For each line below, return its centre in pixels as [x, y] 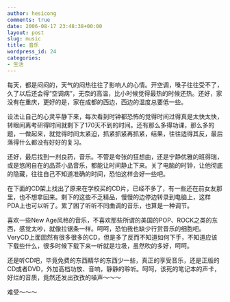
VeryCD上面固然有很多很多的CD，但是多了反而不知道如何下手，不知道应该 [112, 237]
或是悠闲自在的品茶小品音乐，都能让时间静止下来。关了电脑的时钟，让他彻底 [115, 165]
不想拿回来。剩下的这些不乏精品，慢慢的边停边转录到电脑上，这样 [118, 197]
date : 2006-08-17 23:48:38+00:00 [55, 26]
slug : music [24, 39]
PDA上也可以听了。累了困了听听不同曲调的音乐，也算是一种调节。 [100, 205]
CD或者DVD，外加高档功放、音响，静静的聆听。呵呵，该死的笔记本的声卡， [114, 268]
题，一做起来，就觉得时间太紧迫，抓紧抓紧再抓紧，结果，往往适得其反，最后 [115, 134]
